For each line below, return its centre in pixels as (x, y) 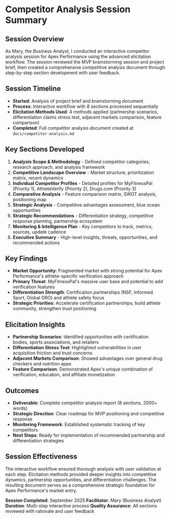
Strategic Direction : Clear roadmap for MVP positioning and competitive (88, 414)
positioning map (29, 199)
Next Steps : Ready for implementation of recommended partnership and (89, 435)
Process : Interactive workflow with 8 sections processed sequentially (86, 106)
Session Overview (35, 39)
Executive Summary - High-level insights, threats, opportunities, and (85, 237)
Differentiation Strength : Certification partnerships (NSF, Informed (83, 292)
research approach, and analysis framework (59, 167)
